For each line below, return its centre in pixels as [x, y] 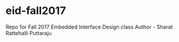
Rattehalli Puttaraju [29, 33]
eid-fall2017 [36, 11]
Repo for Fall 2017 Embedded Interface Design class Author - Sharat [89, 27]
